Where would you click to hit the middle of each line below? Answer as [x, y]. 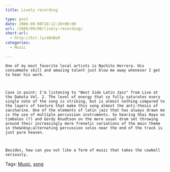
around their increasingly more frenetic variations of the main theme [83, 123]
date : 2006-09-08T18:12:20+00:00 [41, 24]
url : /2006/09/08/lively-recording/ [44, 28]
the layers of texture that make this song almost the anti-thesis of [82, 106]
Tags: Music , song [25, 164]
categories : [18, 43]
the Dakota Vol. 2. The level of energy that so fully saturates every [83, 97]
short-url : [17, 33]
